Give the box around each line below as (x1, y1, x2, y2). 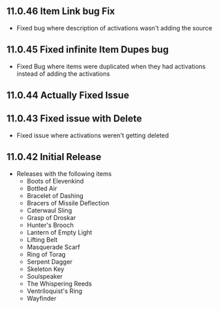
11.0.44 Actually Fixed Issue (6, 90, 129, 101)
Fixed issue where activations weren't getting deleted (16, 131, 169, 139)
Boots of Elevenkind (26, 177, 84, 185)
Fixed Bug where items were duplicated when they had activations (16, 62, 206, 70)
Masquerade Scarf (26, 243, 80, 251)
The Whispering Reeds (26, 279, 93, 288)
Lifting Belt (26, 235, 58, 243)
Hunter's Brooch (26, 221, 74, 229)
